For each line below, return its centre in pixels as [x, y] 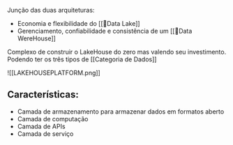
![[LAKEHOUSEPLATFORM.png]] [54, 73]
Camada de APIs [41, 126]
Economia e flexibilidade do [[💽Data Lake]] [79, 23]
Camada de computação [53, 119]
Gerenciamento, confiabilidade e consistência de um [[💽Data [105, 31]
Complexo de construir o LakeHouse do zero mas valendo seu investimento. [117, 52]
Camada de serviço [45, 133]
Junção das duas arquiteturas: [51, 10]
